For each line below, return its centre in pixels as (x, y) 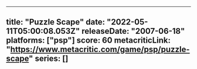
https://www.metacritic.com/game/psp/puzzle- (100, 49)
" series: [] (48, 59)
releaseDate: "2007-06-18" (133, 31)
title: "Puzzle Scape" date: (56, 22)
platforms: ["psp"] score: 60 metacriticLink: (89, 41)
